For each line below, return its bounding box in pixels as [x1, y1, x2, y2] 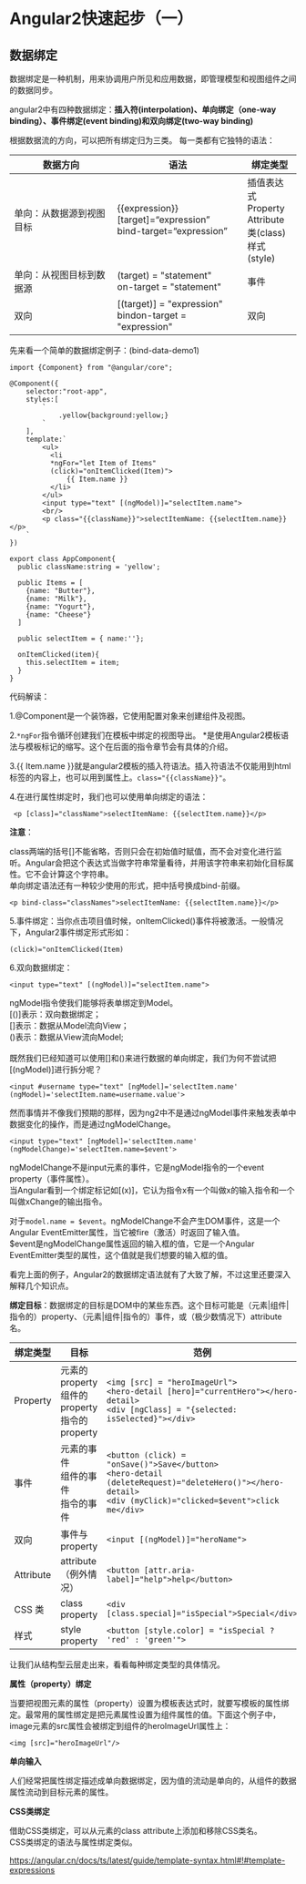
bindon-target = [117, 309, 187, 322]
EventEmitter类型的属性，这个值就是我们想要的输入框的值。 [9, 1250, 233, 1260]
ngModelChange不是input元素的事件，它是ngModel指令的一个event [9, 1162, 265, 1172]
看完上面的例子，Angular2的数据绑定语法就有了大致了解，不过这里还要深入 [9, 1269, 291, 1280]
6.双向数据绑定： [9, 962, 73, 973]
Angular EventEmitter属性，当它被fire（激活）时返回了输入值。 [9, 1227, 245, 1237]
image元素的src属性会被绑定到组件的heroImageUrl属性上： [9, 1721, 231, 1731]
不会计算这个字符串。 [33, 869, 114, 879]
